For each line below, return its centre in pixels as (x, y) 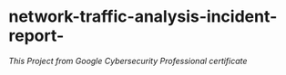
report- (36, 36)
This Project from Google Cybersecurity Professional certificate (128, 61)
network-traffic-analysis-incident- (143, 17)
